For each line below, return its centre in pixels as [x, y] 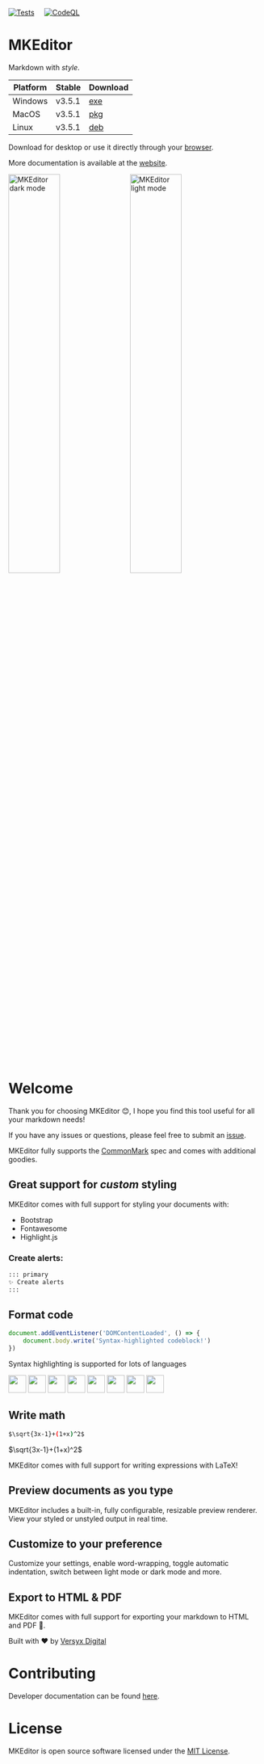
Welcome [41, 1088]
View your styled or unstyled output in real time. [88, 1518]
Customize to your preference [86, 1544]
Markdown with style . [44, 67]
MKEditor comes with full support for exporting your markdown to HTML [129, 1617]
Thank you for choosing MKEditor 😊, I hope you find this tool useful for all [132, 1111]
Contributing [52, 1674]
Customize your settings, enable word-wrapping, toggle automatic [119, 1564]
